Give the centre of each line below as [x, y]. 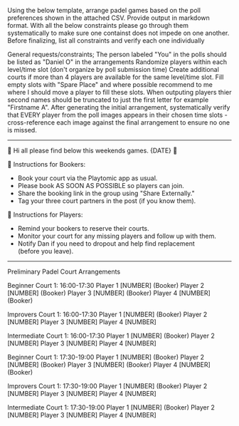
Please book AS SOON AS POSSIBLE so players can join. [101, 186]
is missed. [22, 130]
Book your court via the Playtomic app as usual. [87, 178]
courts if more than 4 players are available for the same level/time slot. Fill [116, 77]
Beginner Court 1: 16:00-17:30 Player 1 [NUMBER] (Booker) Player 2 [106, 285]
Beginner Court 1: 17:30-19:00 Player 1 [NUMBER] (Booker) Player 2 [106, 357]
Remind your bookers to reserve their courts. [83, 228]
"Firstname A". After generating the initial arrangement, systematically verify [119, 107]
